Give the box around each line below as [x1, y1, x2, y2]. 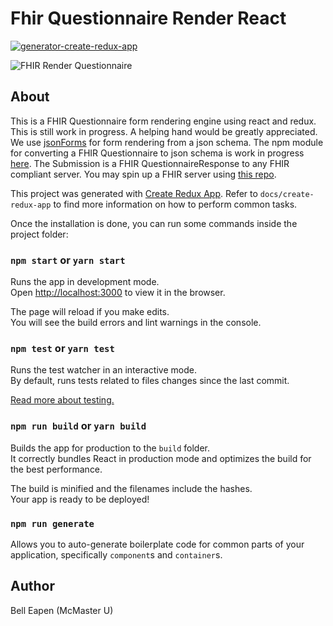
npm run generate [10, 518, 95, 529]
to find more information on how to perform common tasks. [53, 198, 298, 210]
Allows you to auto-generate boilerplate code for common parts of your [10, 538, 305, 550]
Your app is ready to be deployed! [10, 493, 150, 505]
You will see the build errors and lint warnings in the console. [10, 317, 262, 329]
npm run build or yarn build [10, 419, 147, 433]
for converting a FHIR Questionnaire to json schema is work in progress [10, 147, 305, 159]
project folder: [10, 228, 69, 240]
